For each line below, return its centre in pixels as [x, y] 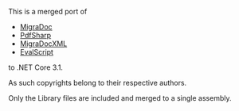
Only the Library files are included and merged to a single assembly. [120, 98]
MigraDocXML [43, 44]
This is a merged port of [48, 11]
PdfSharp [35, 35]
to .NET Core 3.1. [36, 67]
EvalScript [37, 52]
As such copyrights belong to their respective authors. [98, 83]
